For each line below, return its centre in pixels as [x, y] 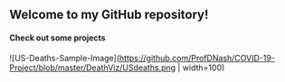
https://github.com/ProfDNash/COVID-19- [197, 58]
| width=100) [201, 68]
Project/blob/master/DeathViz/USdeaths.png [93, 68]
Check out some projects [57, 37]
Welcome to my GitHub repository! [109, 15]
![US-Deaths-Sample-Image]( [65, 58]
